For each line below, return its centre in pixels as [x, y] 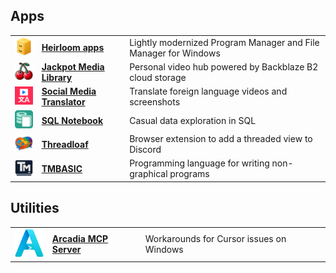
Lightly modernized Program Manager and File [224, 42]
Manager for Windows [175, 53]
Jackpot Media [73, 66]
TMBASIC [62, 168]
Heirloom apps [73, 48]
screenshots [155, 102]
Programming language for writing [199, 163]
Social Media [69, 91]
